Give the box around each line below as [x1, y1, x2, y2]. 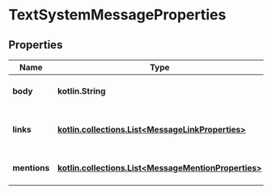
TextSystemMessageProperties [8, 6, 227, 24]
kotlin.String [57, 86, 106, 96]
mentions [12, 162, 50, 173]
